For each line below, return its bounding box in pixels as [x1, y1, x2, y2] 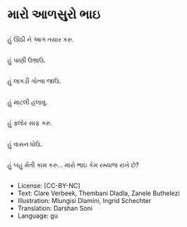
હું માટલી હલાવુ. [7, 98, 48, 106]
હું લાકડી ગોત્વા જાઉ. [7, 77, 61, 86]
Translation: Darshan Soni [17, 204, 93, 213]
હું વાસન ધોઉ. [7, 139, 42, 148]
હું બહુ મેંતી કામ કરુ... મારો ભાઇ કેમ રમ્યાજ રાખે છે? [7, 161, 140, 169]
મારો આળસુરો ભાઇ [7, 6, 101, 23]
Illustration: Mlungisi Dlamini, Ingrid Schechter [17, 197, 152, 205]
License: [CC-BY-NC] [17, 182, 80, 190]
